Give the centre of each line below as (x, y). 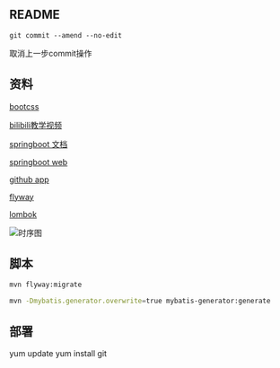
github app (29, 180)
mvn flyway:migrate (46, 285)
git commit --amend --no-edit (66, 35)
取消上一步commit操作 (51, 53)
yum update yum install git (58, 353)
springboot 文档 (39, 144)
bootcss (24, 106)
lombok (23, 214)
